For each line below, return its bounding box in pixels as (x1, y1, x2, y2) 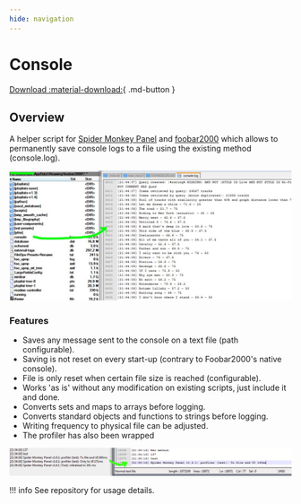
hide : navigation (9, 14, 74, 23)
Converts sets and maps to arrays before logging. (21, 402, 206, 413)
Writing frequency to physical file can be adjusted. (21, 421, 209, 431)
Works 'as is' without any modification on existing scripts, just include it (21, 382, 287, 394)
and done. (21, 392, 60, 403)
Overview (9, 109, 65, 125)
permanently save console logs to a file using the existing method (9, 143, 253, 154)
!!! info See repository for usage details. (9, 484, 155, 495)
